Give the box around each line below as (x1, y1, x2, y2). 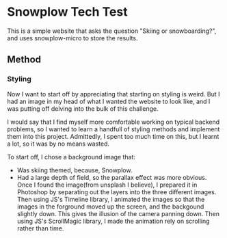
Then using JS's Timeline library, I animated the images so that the (16, 195, 205, 203)
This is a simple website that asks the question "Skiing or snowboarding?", (7, 27, 217, 35)
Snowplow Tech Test (7, 4, 128, 20)
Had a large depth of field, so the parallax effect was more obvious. (16, 173, 207, 181)
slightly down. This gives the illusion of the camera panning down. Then (16, 209, 220, 217)
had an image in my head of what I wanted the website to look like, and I (7, 97, 211, 105)
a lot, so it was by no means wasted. (7, 140, 110, 148)
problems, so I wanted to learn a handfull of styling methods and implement (7, 124, 220, 133)
